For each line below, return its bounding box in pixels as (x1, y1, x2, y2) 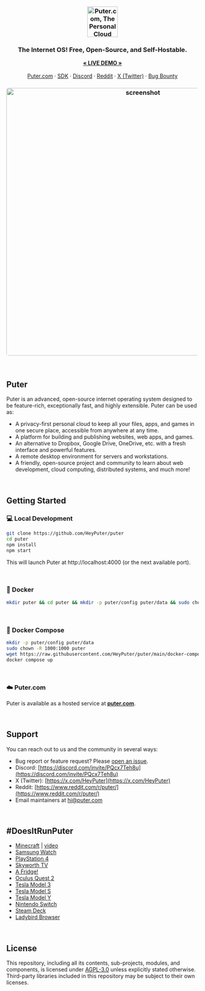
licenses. (6, 979, 29, 986)
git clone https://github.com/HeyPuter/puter (6, 530, 124, 536)
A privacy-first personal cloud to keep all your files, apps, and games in (15, 420, 195, 428)
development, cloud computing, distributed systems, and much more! (15, 466, 190, 473)
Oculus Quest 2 (15, 875, 55, 882)
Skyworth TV (15, 861, 48, 869)
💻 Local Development (6, 514, 73, 522)
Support (6, 729, 38, 740)
